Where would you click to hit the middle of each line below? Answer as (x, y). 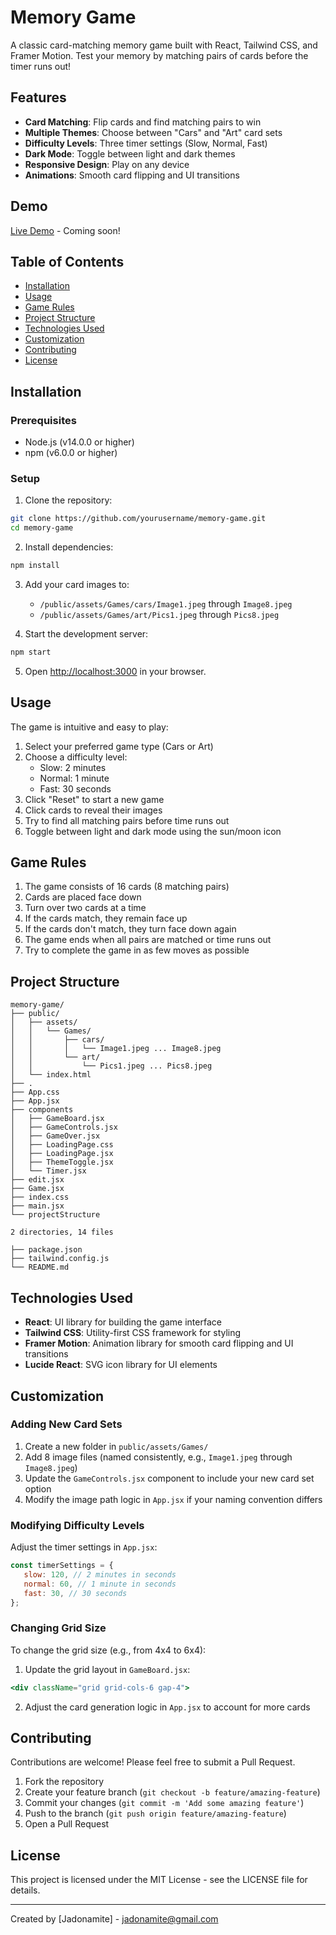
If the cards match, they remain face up (106, 918)
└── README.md (40, 1267)
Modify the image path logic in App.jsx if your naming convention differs (173, 1499)
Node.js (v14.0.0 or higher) (79, 442)
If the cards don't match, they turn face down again (130, 929)
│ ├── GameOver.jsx (55, 1136)
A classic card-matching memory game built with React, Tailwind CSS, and (164, 45)
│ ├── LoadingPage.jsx (62, 1154)
